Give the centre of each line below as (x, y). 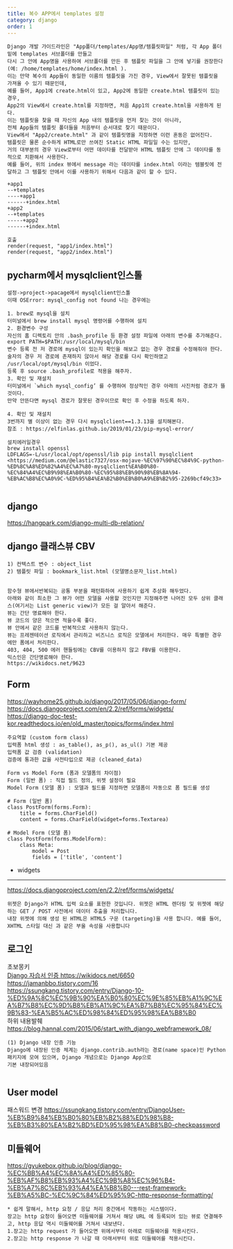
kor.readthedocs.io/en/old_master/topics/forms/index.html (90, 723)
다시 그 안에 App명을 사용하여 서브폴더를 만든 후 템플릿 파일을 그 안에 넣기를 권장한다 (115, 62)
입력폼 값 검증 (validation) (45, 752)
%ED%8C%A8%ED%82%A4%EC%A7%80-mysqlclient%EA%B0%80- (83, 467)
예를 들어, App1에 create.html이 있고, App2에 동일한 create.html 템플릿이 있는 (114, 91)
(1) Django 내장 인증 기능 (42, 1043)
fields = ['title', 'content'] (77, 857)
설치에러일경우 (24, 442)
